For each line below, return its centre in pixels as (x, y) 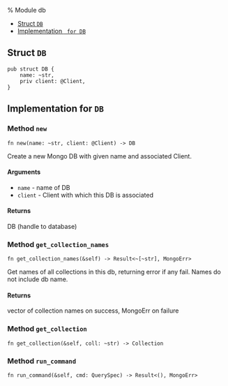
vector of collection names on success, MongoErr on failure (93, 311)
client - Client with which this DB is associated (85, 195)
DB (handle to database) (42, 226)
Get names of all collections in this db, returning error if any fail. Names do (114, 272)
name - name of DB (44, 187)
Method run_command (42, 361)
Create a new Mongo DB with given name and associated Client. (99, 156)
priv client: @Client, (53, 81)
